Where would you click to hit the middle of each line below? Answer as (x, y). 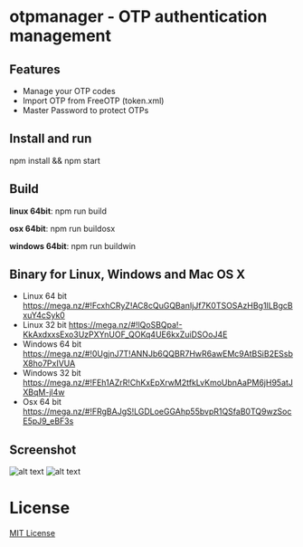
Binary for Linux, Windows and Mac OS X (128, 275)
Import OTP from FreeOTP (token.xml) (93, 101)
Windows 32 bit (52, 373)
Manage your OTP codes (69, 91)
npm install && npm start (55, 160)
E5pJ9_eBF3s (48, 421)
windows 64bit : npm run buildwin (73, 245)
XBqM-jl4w (43, 392)
